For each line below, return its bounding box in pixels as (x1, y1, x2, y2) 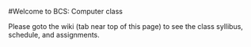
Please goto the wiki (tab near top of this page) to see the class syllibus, (8, 22, 244, 31)
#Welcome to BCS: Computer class (8, 7, 123, 16)
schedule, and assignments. (8, 31, 101, 39)
